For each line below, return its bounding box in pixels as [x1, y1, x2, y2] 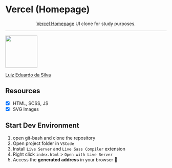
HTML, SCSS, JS [12, 100, 49, 106]
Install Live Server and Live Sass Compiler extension [12, 145, 125, 152]
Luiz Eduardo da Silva [5, 72, 51, 78]
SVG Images [12, 106, 39, 112]
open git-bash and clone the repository [12, 135, 96, 141]
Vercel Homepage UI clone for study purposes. [36, 20, 136, 27]
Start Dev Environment [5, 121, 79, 130]
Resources [5, 87, 40, 95]
